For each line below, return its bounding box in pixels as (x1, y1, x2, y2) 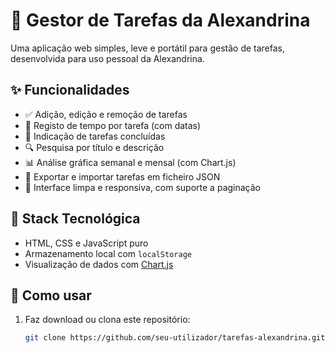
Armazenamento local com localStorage (24, 247, 192, 259)
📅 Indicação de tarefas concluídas (24, 130, 166, 142)
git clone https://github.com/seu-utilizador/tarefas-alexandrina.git (24, 333, 326, 343)
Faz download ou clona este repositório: (24, 314, 191, 326)
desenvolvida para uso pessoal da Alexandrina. (10, 52, 205, 64)
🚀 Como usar (10, 287, 92, 304)
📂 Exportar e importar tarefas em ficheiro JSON (24, 170, 221, 183)
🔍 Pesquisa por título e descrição (24, 141, 165, 153)
